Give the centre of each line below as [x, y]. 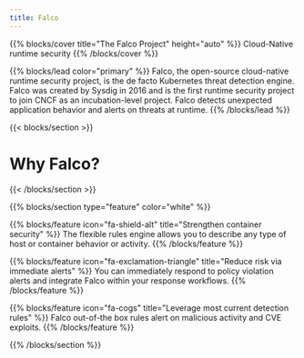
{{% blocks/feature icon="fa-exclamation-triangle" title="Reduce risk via [146, 261]
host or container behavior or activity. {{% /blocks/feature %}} [127, 244]
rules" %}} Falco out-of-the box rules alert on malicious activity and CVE [146, 317]
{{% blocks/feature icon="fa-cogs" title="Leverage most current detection [149, 308]
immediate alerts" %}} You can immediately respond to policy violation [142, 271]
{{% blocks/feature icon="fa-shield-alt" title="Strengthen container [136, 224]
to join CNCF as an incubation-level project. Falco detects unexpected [141, 100]
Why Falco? [55, 164]
